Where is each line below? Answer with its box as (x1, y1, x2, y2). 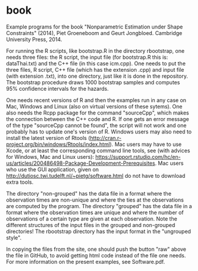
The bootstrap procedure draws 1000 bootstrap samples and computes (6, 78, 180, 86)
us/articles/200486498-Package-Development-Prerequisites (6, 160, 155, 167)
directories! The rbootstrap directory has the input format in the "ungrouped (6, 228, 191, 235)
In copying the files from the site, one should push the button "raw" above (6, 246, 187, 253)
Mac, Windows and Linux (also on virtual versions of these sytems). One (6, 103, 183, 110)
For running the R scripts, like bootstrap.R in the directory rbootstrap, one (6, 47, 185, 54)
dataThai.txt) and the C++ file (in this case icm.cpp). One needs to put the (6, 60, 186, 67)
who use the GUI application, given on (6, 165, 99, 173)
